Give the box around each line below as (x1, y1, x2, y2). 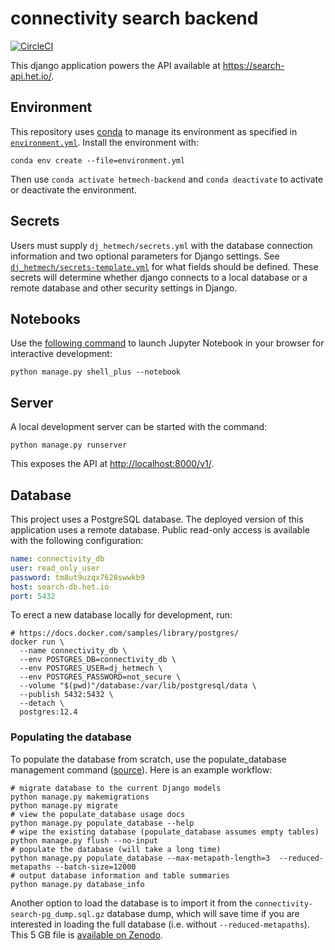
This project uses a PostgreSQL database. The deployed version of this (10, 513, 304, 525)
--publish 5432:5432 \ (19, 690, 114, 700)
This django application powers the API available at (10, 59, 221, 71)
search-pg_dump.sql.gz (10, 909, 105, 919)
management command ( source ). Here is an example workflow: (10, 763, 273, 776)
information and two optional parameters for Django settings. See (10, 250, 280, 262)
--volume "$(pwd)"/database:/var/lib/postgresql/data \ (19, 681, 257, 691)
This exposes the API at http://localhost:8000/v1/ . (10, 458, 215, 470)
